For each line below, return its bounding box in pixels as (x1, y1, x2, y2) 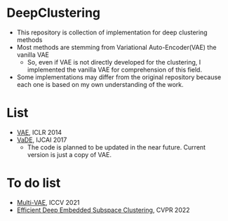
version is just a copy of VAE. (27, 150, 112, 159)
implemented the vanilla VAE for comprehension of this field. (27, 65, 203, 74)
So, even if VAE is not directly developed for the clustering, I (27, 58, 201, 66)
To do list (6, 175, 61, 191)
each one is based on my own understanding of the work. (16, 80, 184, 88)
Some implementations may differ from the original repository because (16, 72, 222, 81)
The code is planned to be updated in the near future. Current (27, 142, 206, 152)
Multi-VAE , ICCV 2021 (16, 198, 80, 206)
